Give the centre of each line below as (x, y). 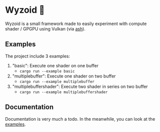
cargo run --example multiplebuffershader (64, 92)
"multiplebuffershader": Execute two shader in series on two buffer (80, 86)
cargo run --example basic (47, 71)
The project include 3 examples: (38, 56)
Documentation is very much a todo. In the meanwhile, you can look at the (80, 119)
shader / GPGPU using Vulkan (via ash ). (45, 28)
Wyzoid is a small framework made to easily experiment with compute (76, 24)
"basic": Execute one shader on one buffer (55, 65)
